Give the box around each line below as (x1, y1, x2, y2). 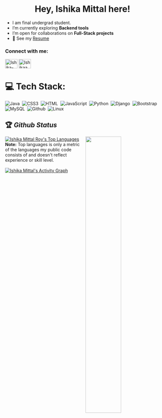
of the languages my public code (5, 147, 72, 152)
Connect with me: (5, 48, 49, 55)
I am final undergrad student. (12, 20, 71, 26)
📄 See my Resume (12, 35, 50, 41)
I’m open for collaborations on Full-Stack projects (12, 30, 114, 36)
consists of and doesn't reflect (5, 151, 67, 158)
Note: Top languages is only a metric (5, 141, 80, 147)
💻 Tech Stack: (5, 81, 66, 92)
